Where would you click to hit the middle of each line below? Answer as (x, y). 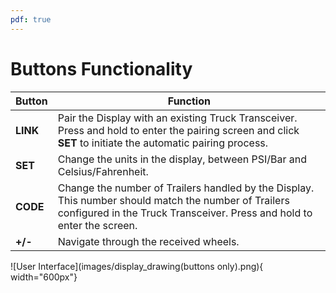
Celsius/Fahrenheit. (103, 171)
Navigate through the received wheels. (148, 241)
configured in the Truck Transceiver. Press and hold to (185, 213)
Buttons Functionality (101, 68)
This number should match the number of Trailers (173, 200)
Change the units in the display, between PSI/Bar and (182, 159)
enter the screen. (97, 225)
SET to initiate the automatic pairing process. (163, 143)
